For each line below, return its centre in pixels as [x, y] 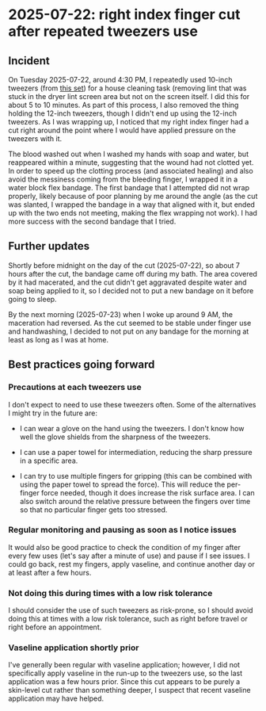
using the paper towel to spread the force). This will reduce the [122, 484]
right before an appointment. [55, 627]
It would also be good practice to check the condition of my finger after [125, 547]
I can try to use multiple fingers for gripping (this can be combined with [136, 476]
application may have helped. [56, 698]
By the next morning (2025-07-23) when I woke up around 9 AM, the [121, 314]
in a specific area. [49, 461]
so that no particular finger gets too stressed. [93, 510]
